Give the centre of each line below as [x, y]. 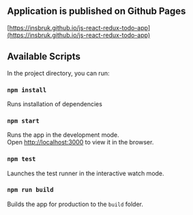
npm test [21, 159]
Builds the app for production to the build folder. [75, 204]
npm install [27, 90]
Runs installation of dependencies [55, 104]
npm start [23, 121]
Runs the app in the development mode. [63, 135]
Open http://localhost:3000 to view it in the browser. [80, 142]
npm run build [30, 190]
